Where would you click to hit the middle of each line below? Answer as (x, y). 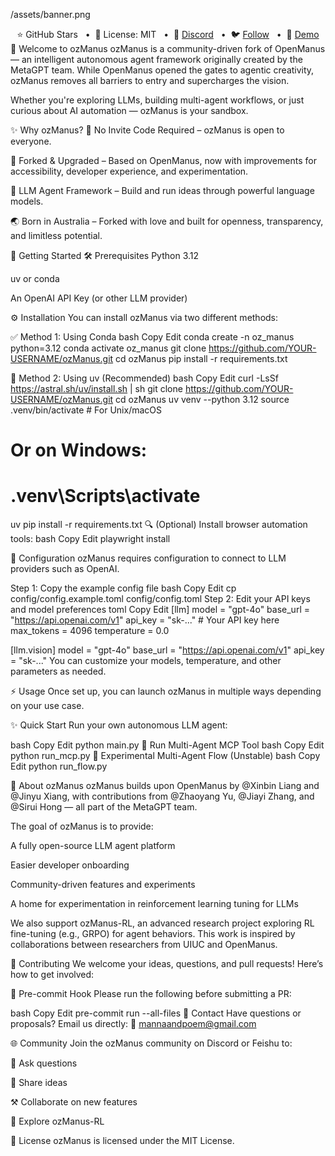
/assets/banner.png (50, 14)
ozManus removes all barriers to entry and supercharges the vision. (150, 80)
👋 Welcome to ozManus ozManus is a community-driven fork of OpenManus (168, 48)
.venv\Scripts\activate (105, 496)
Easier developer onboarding (70, 865)
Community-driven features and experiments (103, 885)
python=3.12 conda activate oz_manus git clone (108, 348)
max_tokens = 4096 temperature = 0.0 (90, 631)
